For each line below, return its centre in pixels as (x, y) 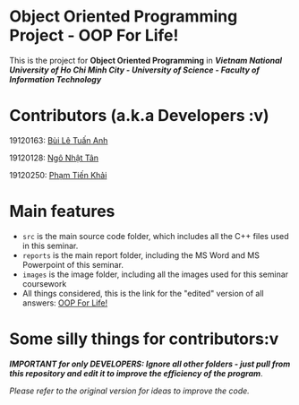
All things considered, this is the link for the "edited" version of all (143, 293)
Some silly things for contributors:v (144, 339)
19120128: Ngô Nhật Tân (54, 158)
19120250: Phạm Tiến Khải (58, 175)
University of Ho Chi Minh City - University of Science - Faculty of (135, 70)
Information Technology (56, 79)
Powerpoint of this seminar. (73, 264)
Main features (62, 211)
